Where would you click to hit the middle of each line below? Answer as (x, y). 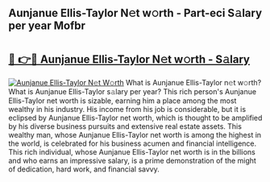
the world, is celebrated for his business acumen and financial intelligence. (133, 143)
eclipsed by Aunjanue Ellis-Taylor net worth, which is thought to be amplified (135, 118)
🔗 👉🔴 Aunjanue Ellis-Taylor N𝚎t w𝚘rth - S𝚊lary (129, 59)
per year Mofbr (47, 26)
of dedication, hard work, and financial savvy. (84, 169)
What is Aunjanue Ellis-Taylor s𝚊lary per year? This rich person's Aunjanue (132, 91)
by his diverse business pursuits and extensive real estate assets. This (125, 126)
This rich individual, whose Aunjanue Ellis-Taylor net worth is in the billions (132, 152)
